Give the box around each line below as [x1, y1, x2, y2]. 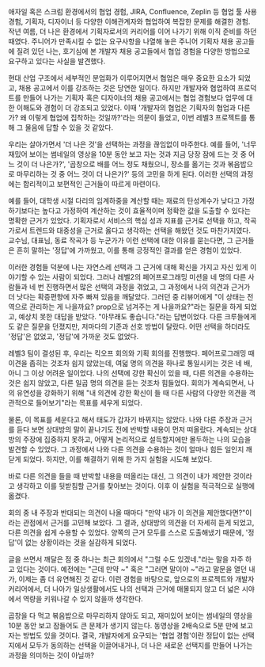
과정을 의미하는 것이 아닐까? [8, 650, 95, 660]
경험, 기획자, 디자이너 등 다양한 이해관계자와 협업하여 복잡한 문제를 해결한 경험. [8, 17, 251, 26]
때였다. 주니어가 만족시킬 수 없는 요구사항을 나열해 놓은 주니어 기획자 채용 [8, 36, 234, 46]
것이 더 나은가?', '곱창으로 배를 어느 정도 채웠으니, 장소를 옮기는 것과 [16, 159, 226, 169]
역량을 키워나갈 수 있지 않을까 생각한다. [22, 594, 144, 604]
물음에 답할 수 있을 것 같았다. [25, 123, 113, 132]
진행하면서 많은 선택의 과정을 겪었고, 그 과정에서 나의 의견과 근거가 [46, 282, 251, 292]
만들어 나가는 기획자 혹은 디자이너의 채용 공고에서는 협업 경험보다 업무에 [22, 93, 245, 102]
